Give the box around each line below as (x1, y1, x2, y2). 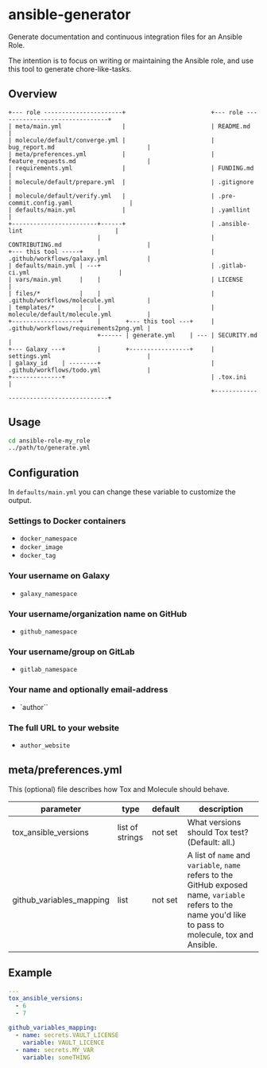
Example (8, 966, 52, 980)
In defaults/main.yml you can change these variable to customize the (8, 487, 236, 497)
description (198, 803, 244, 814)
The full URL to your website (8, 722, 119, 733)
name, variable (187, 889, 246, 900)
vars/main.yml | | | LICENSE (15, 275, 244, 283)
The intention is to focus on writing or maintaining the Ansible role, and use (8, 56, 254, 65)
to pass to (187, 919, 225, 930)
